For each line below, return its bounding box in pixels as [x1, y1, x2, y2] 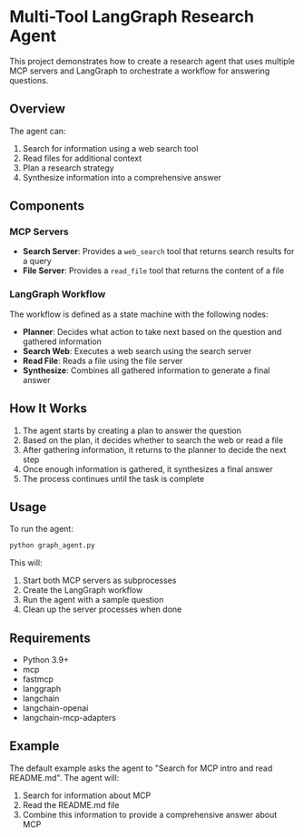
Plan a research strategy [22, 162, 115, 173]
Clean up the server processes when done [22, 604, 182, 615]
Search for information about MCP [22, 790, 152, 801]
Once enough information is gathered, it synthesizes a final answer [22, 463, 273, 474]
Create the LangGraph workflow [22, 585, 143, 596]
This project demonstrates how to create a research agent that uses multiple [9, 55, 295, 66]
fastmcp [22, 674, 54, 684]
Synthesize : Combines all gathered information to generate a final [22, 365, 270, 376]
